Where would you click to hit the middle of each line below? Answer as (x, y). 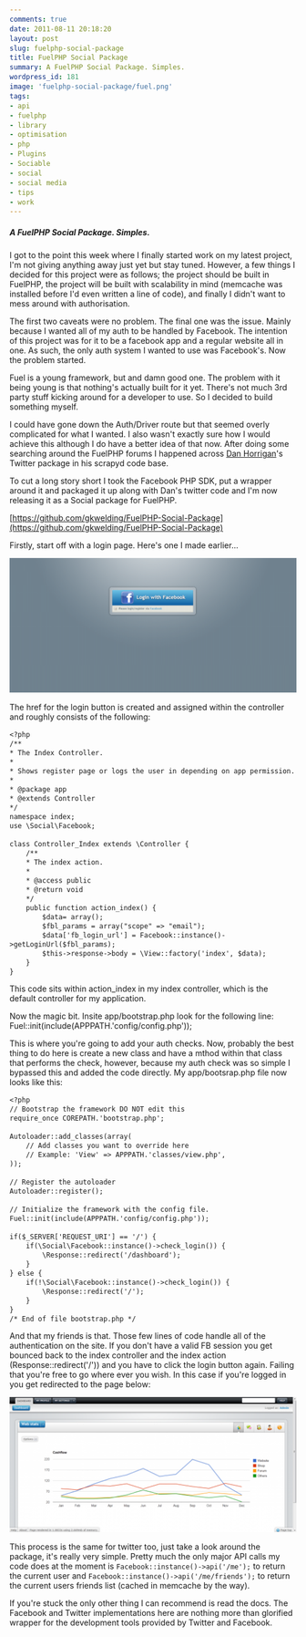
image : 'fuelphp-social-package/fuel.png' (91, 87)
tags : (20, 96)
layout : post (34, 38)
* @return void (55, 890)
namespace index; (42, 817)
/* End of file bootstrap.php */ (73, 1319)
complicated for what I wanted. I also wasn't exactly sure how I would (140, 434)
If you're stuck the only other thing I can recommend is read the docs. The (149, 1603)
